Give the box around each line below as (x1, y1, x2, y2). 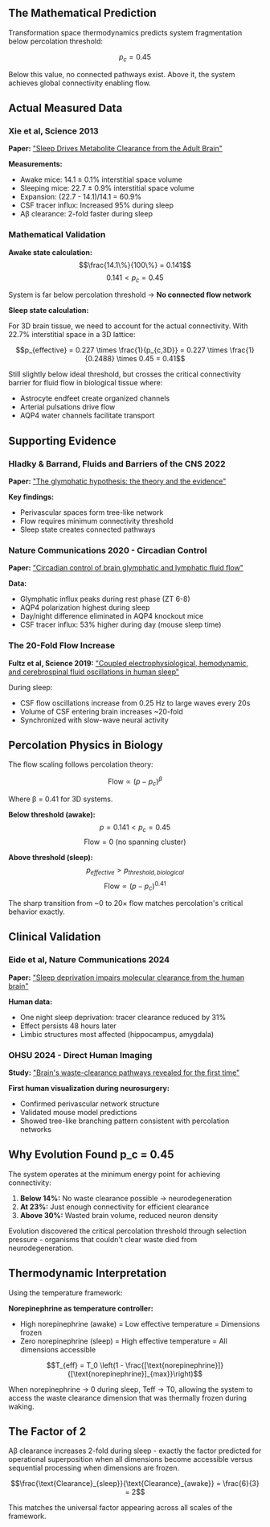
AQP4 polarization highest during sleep (19, 603, 150, 612)
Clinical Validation (8, 930, 101, 944)
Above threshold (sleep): (8, 852, 94, 862)
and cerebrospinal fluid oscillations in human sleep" (8, 667, 179, 677)
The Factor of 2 (8, 1424, 87, 1439)
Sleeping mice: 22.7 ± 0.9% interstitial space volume (19, 183, 194, 193)
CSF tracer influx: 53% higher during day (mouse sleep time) (19, 619, 222, 630)
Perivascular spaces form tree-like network (19, 508, 164, 517)
